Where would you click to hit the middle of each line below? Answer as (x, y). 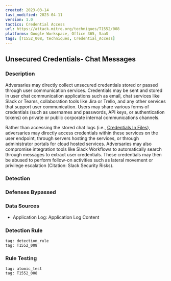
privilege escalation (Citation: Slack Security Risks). (59, 165)
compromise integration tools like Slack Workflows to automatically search (83, 149)
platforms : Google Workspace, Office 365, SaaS (57, 34)
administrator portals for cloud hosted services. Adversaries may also (79, 144)
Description (20, 74)
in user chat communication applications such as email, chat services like (82, 96)
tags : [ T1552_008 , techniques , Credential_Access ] (60, 39)
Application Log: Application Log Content (56, 217)
